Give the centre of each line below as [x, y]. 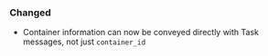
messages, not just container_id [84, 42]
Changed [31, 13]
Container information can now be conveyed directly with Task [140, 33]
